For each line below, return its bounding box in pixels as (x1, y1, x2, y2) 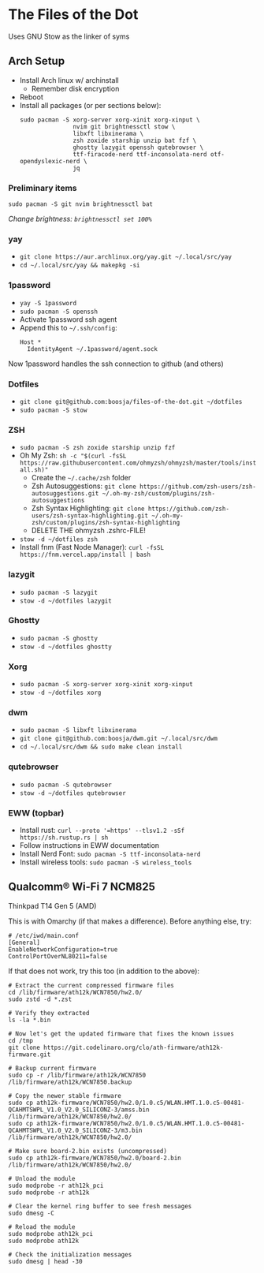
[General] (8, 939, 41, 946)
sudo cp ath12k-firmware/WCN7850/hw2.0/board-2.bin (8, 1154, 181, 1162)
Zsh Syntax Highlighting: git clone (31, 503, 145, 513)
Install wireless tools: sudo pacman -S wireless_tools (19, 857, 192, 867)
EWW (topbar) (8, 807, 65, 818)
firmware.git (8, 1051, 51, 1058)
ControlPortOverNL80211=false (8, 952, 108, 960)
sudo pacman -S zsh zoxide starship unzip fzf (19, 444, 176, 452)
